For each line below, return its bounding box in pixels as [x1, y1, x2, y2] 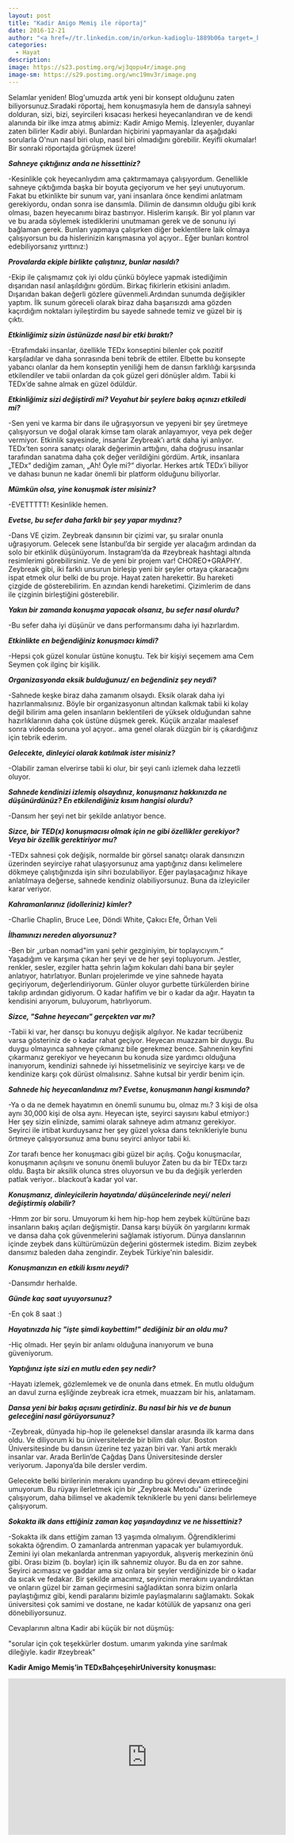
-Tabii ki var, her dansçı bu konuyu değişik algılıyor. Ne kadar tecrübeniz [8, 1026, 243, 1037]
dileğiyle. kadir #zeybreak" [8, 1647, 96, 1656]
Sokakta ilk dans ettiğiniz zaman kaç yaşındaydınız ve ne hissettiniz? [8, 1517, 242, 1526]
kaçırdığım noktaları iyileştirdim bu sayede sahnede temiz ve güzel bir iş [8, 306, 243, 315]
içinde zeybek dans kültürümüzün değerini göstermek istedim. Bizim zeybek [8, 1238, 258, 1248]
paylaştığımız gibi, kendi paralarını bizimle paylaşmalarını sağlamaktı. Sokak [8, 1590, 255, 1601]
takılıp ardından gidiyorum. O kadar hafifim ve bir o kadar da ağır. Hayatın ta [8, 987, 255, 997]
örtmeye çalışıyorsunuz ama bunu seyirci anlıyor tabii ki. [8, 1134, 192, 1143]
